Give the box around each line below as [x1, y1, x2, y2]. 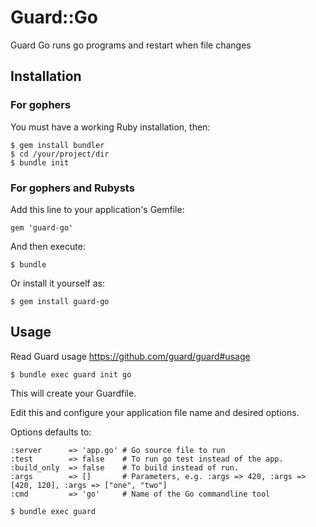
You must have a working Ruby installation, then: [10, 121, 211, 133]
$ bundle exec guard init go [10, 369, 132, 380]
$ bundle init [10, 157, 70, 168]
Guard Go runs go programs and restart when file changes [10, 39, 252, 51]
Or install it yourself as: [10, 277, 105, 289]
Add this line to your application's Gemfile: [10, 203, 185, 215]
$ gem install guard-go [10, 296, 110, 306]
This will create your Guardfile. [10, 387, 137, 399]
